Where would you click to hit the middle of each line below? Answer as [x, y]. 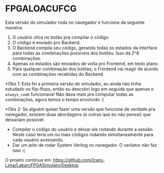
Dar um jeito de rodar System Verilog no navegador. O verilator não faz [84, 145]
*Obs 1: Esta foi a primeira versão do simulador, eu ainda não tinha [73, 84]
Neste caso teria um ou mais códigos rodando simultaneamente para [83, 134]
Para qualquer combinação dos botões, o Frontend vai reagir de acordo [85, 69]
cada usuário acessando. [38, 140]
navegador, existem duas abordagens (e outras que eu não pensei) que [78, 114]
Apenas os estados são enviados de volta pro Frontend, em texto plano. [86, 63]
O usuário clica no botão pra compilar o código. [61, 37]
